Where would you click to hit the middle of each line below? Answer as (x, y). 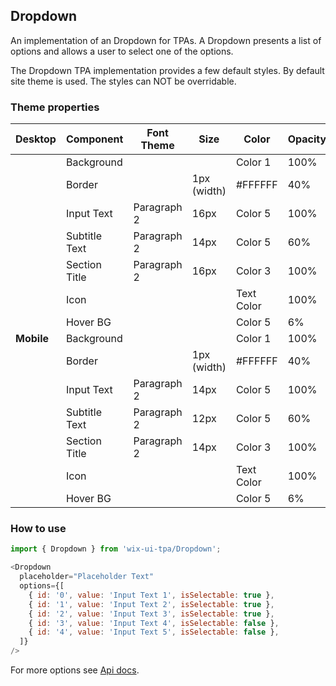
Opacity (307, 139)
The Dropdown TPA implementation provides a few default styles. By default (167, 70)
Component (94, 139)
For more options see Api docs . (75, 670)
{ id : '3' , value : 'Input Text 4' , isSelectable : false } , (154, 623)
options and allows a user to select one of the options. (122, 51)
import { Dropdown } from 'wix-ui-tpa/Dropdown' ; (116, 549)
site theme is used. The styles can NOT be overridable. (123, 81)
